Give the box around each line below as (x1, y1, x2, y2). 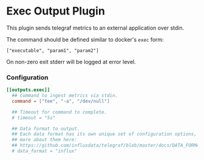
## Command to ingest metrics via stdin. (12, 92, 118, 99)
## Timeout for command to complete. (12, 109, 107, 115)
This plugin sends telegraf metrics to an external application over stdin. (6, 24, 185, 31)
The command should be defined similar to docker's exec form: (6, 36, 164, 43)
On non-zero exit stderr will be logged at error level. (6, 58, 137, 65)
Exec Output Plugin (6, 4, 105, 18)
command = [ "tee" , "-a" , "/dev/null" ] (12, 98, 110, 104)
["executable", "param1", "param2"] (6, 47, 99, 54)
